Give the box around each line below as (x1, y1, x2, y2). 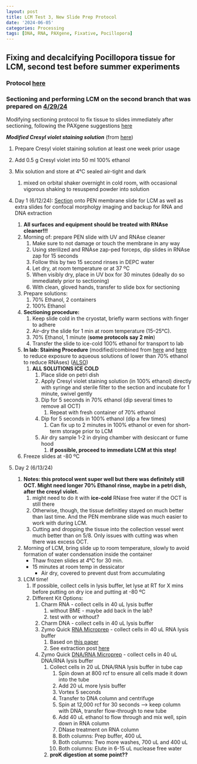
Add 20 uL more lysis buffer (58, 682, 126, 689)
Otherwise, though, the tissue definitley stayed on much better (32, 506, 184, 513)
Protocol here (6, 79, 46, 87)
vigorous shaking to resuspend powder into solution (23, 185, 150, 192)
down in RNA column (58, 720, 110, 727)
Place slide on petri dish (41, 371, 99, 378)
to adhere (32, 321, 56, 328)
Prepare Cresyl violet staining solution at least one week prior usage (14, 145, 181, 152)
